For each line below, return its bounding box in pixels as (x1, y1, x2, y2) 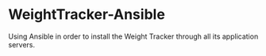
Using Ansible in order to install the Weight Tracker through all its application (8, 32, 259, 41)
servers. (8, 39, 36, 49)
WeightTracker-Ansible (8, 6, 165, 24)
